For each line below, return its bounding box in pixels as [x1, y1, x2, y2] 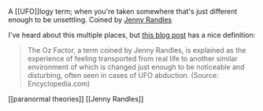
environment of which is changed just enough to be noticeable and [27, 62, 245, 72]
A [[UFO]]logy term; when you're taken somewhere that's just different [8, 7, 238, 16]
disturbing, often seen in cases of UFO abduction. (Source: [27, 71, 219, 80]
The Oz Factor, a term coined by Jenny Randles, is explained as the [27, 46, 246, 54]
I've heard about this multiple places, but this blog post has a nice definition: [8, 31, 256, 39]
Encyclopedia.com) [27, 79, 91, 88]
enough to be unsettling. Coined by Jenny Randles [8, 15, 172, 24]
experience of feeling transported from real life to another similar [27, 54, 238, 63]
